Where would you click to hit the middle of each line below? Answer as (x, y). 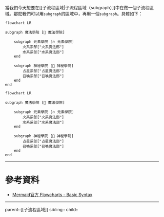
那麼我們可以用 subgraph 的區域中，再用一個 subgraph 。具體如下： (78, 14)
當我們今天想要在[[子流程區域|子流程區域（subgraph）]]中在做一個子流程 (77, 8)
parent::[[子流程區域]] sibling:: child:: (42, 209)
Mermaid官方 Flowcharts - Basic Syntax (52, 195)
